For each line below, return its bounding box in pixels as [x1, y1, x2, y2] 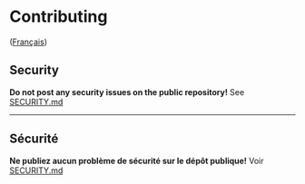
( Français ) [9, 36, 48, 47]
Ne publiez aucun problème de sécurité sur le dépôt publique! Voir [9, 155, 265, 166]
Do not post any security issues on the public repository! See [9, 86, 245, 97]
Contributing [9, 6, 108, 27]
